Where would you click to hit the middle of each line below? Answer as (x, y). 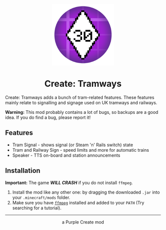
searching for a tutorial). (37, 208)
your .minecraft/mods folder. (41, 197)
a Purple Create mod (83, 222)
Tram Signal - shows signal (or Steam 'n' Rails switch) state (73, 145)
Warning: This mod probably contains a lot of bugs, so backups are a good (82, 112)
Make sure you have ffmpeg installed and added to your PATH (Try (78, 202)
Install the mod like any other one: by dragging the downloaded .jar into (86, 192)
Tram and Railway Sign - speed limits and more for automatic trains (81, 150)
